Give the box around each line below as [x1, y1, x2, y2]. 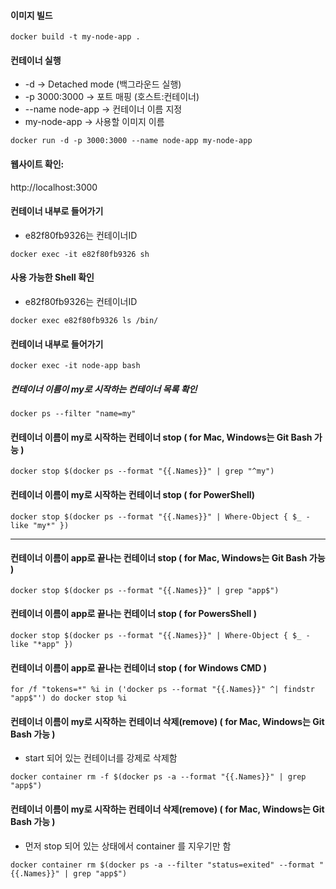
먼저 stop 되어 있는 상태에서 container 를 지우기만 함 [24, 840, 232, 852]
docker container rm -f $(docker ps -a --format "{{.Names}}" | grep [10, 772, 307, 782]
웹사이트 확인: [10, 158, 65, 170]
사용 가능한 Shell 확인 [10, 271, 95, 284]
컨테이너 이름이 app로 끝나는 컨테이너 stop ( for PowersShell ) [10, 608, 257, 620]
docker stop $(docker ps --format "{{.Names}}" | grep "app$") [10, 585, 280, 595]
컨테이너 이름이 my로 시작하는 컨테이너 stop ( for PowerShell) [10, 488, 256, 500]
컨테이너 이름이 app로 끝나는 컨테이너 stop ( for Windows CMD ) [10, 661, 267, 674]
